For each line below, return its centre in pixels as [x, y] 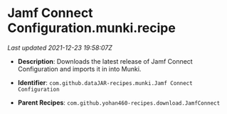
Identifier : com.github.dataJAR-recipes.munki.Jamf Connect [105, 82]
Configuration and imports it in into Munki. [79, 69]
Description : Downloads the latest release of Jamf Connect [105, 61]
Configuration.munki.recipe [91, 28]
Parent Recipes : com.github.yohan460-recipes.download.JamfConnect [119, 102]
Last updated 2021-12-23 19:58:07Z [60, 47]
